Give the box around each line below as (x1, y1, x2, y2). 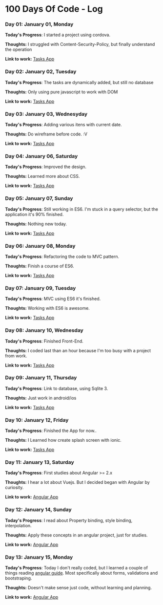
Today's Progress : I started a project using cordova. (5, 32, 111, 38)
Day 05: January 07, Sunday (5, 195, 73, 202)
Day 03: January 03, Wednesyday (5, 110, 88, 117)
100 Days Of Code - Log (5, 3, 103, 15)
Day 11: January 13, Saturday (5, 459, 74, 466)
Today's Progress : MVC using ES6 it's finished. (5, 296, 101, 302)
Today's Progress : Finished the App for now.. (5, 428, 97, 433)
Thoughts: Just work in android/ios (5, 395, 77, 401)
